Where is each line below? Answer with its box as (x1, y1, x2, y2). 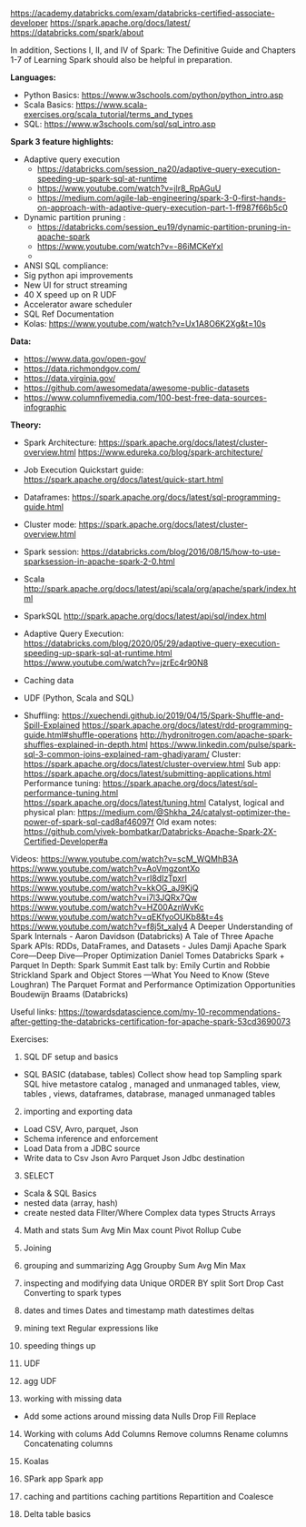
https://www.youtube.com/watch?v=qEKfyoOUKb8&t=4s (10, 912, 223, 922)
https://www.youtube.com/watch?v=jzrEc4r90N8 (23, 657, 209, 668)
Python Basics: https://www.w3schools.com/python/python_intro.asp (23, 90, 284, 100)
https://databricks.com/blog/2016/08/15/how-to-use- (81, 546, 281, 557)
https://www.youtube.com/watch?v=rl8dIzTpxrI (10, 873, 187, 884)
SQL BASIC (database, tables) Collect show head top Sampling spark (23, 1069, 282, 1079)
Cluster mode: (23, 519, 77, 530)
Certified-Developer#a (23, 836, 108, 846)
